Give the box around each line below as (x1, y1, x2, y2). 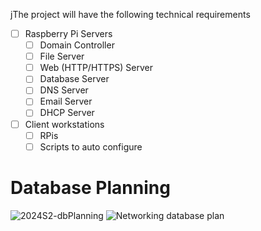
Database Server (39, 73, 110, 85)
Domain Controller (39, 39, 115, 51)
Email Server (39, 95, 93, 108)
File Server (39, 50, 85, 63)
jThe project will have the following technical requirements (10, 9, 251, 20)
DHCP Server (39, 107, 95, 119)
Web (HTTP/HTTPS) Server (39, 62, 154, 74)
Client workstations (24, 118, 105, 130)
